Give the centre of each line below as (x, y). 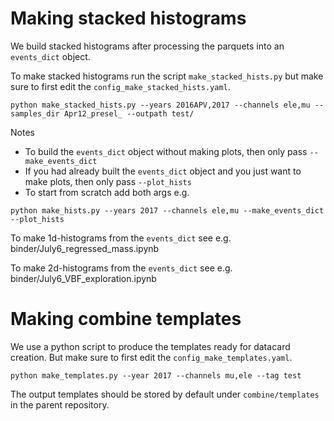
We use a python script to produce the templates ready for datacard (150, 346)
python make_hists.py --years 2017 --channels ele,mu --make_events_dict (167, 210)
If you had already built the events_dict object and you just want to (163, 171)
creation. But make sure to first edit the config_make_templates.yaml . (151, 357)
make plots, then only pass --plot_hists (108, 181)
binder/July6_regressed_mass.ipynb (85, 248)
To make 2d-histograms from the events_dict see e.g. (121, 268)
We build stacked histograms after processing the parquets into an (147, 46)
